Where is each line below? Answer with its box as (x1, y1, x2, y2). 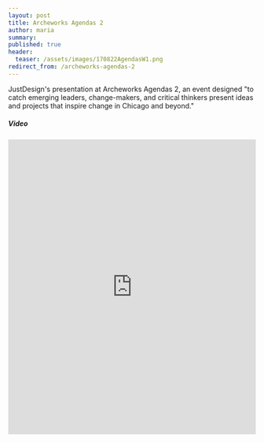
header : (8, 48, 34, 56)
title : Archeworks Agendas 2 (8, 19, 104, 27)
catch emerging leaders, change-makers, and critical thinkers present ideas (8, 92, 254, 102)
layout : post (8, 11, 51, 20)
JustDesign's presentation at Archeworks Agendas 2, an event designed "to (8, 84, 254, 94)
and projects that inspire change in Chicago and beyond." (8, 101, 195, 110)
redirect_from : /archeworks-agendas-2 (8, 63, 135, 71)
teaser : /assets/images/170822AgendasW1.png (15, 56, 163, 64)
